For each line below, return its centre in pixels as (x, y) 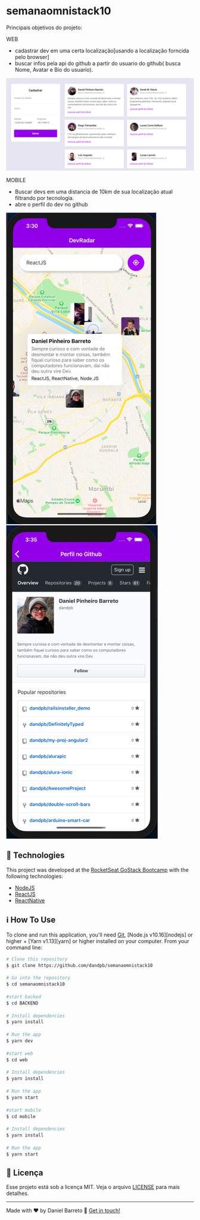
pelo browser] (32, 57)
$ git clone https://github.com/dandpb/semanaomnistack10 (79, 965)
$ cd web (17, 1060)
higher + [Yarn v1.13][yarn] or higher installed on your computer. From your (98, 941)
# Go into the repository (38, 978)
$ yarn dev (20, 1041)
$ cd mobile (21, 1116)
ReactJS (25, 894)
